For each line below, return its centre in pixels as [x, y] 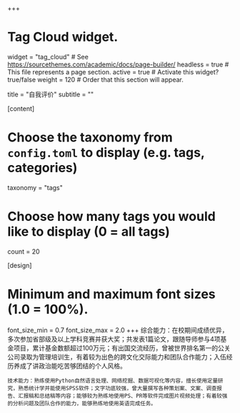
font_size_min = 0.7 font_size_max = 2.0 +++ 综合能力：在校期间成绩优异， [118, 330]
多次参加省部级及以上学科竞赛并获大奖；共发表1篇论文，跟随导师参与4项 [114, 339]
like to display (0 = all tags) [89, 232]
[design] [20, 265]
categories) [42, 168]
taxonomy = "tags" [35, 187]
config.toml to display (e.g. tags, [106, 153]
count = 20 [24, 252]
